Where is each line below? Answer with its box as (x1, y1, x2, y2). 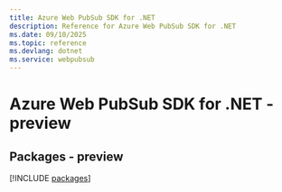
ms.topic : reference (9, 38, 88, 48)
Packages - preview (9, 149, 124, 164)
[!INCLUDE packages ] (9, 173, 91, 183)
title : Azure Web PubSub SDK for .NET (9, 13, 155, 23)
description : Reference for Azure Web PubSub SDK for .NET (9, 22, 237, 31)
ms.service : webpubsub (9, 55, 95, 64)
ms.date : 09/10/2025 (9, 30, 88, 39)
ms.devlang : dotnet (9, 47, 83, 56)
